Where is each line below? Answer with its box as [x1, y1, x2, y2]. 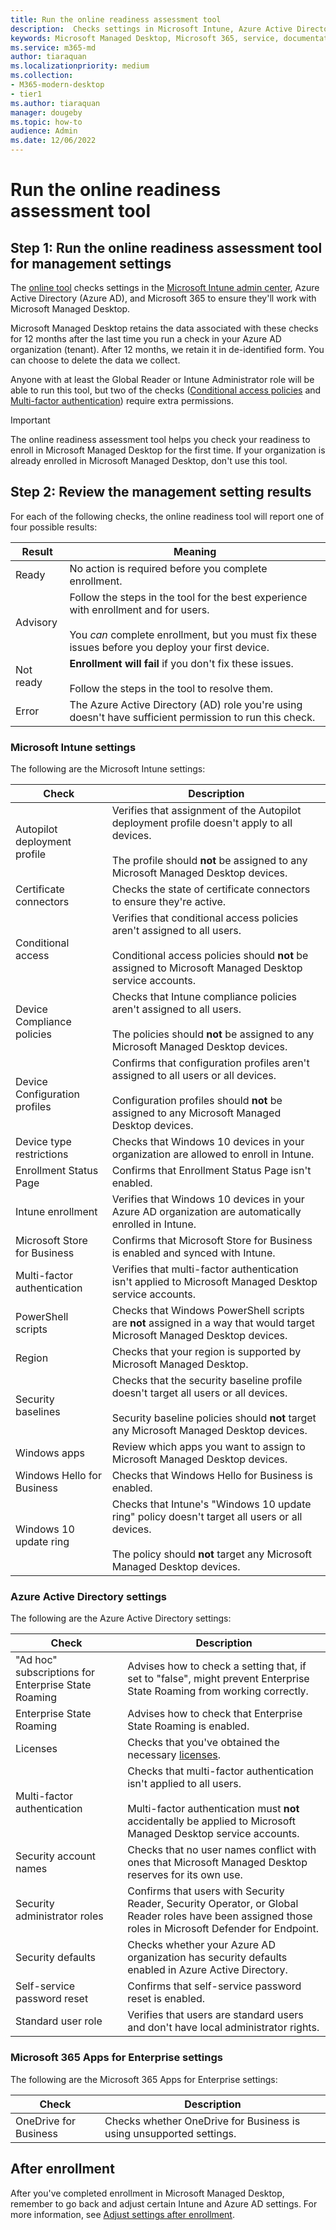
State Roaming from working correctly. [127, 1684, 309, 1698]
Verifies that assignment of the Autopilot [111, 804, 302, 818]
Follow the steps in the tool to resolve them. [69, 681, 274, 695]
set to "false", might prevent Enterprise [127, 1672, 310, 1686]
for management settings [10, 255, 172, 272]
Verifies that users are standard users [127, 2008, 304, 2022]
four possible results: [10, 521, 98, 533]
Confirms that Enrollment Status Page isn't [111, 1164, 312, 1178]
